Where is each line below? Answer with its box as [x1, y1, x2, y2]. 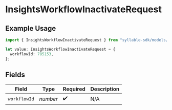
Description [90, 85, 120, 93]
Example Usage [5, 24, 56, 33]
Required [62, 85, 85, 93]
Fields [5, 70, 26, 79]
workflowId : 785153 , [10, 51, 54, 57]
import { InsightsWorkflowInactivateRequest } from [5, 37, 118, 42]
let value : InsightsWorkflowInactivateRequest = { [5, 47, 116, 52]
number [39, 95, 58, 102]
